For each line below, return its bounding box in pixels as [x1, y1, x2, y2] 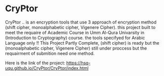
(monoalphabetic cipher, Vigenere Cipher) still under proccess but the [5, 45, 147, 51]
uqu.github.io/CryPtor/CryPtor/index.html [5, 65, 89, 71]
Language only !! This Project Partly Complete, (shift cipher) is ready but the [5, 40, 160, 46]
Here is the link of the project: [5, 60, 66, 66]
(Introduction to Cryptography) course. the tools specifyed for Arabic [5, 35, 145, 41]
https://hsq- [66, 60, 91, 66]
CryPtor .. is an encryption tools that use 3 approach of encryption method [5, 19, 157, 25]
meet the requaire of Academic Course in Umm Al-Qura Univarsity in [5, 29, 144, 35]
